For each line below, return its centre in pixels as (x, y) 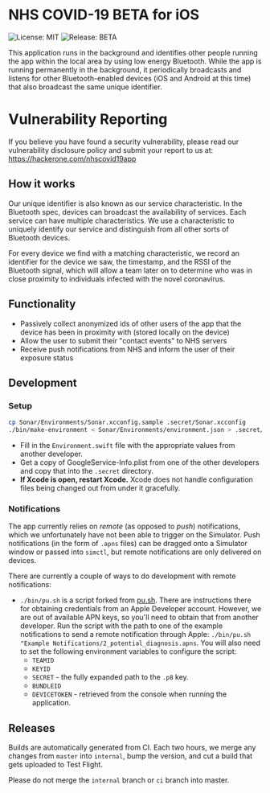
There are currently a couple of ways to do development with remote (122, 576)
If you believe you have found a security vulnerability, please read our (124, 142)
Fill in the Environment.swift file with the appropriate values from (127, 445)
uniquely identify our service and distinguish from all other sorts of (119, 229)
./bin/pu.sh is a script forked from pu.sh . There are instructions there (135, 600)
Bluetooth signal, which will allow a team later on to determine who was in (131, 270)
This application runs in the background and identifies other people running (133, 52)
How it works (42, 184)
